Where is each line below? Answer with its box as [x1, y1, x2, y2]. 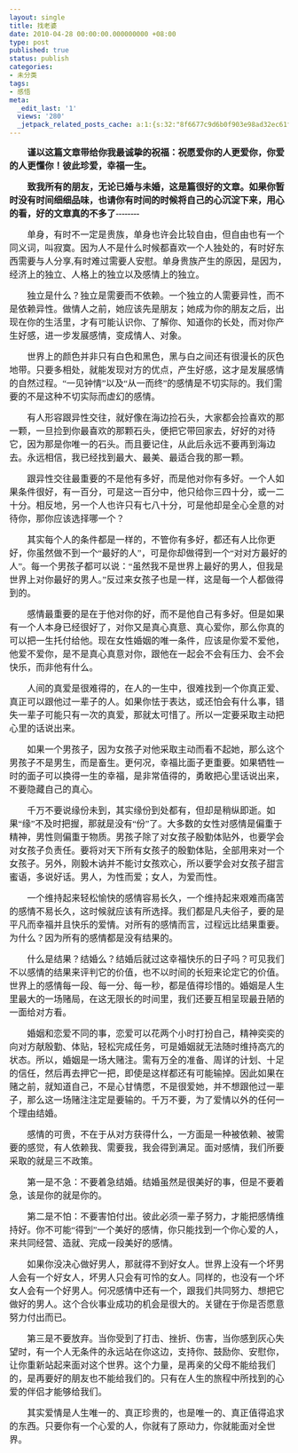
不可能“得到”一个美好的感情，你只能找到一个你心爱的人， [44, 1225, 284, 1235]
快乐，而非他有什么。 [9, 662, 99, 673]
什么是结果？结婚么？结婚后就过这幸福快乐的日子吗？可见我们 [27, 954, 286, 964]
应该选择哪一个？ [53, 514, 126, 524]
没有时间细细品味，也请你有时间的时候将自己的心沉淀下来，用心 [18, 195, 286, 205]
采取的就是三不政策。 [9, 1156, 99, 1166]
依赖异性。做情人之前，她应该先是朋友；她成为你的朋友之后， [18, 304, 277, 314]
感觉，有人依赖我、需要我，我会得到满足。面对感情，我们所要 [27, 1142, 286, 1153]
